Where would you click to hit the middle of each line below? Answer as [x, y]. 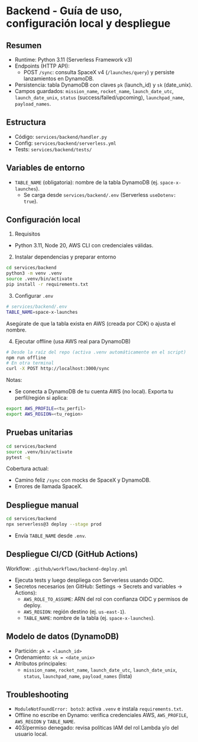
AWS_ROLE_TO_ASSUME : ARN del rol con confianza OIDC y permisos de [106, 599]
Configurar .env [34, 295]
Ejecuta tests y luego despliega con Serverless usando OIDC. [89, 580]
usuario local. [31, 734]
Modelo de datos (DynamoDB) [63, 637]
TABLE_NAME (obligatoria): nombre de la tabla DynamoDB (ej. [87, 182]
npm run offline [26, 358]
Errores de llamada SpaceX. [48, 486]
